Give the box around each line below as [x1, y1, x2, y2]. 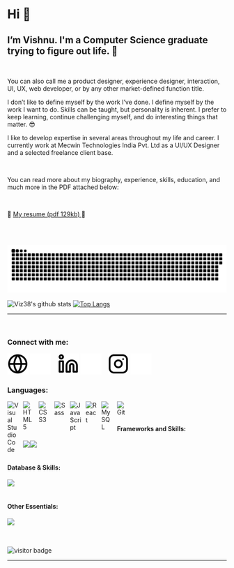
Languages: [7, 385, 49, 395]
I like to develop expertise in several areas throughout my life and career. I [7, 134, 219, 142]
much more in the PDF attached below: [7, 183, 120, 191]
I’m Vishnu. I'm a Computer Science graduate [7, 34, 208, 46]
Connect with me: [7, 337, 69, 347]
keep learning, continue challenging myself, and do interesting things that [7, 113, 218, 121]
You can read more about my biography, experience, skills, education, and [7, 176, 221, 184]
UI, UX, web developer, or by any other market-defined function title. [7, 84, 204, 93]
